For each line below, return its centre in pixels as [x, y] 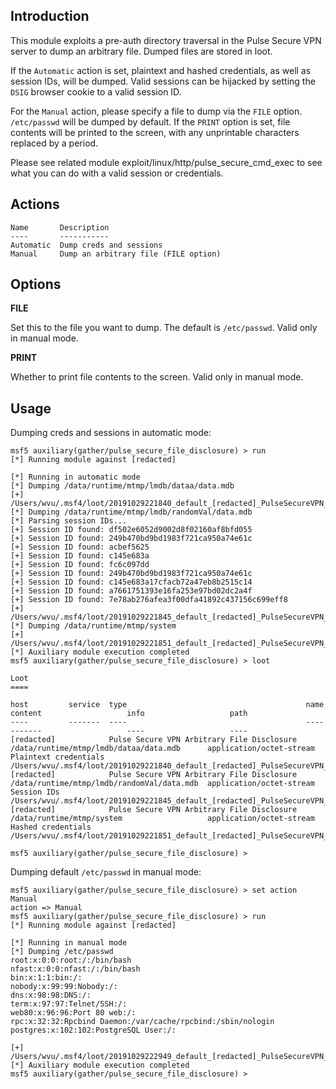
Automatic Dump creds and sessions [86, 245]
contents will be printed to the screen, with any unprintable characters [155, 132]
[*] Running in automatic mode [75, 477]
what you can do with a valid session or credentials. [117, 173]
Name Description [60, 227]
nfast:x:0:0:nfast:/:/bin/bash [75, 969]
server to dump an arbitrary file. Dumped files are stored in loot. [141, 51]
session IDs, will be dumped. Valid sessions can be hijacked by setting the [163, 81]
